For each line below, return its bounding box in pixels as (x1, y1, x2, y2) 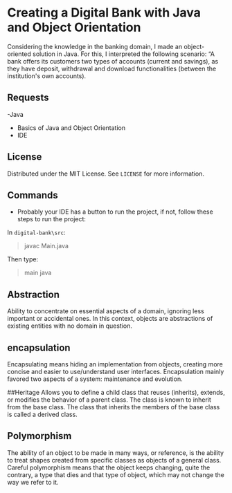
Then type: (7, 255, 39, 263)
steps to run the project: (17, 215, 87, 223)
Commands (7, 189, 59, 201)
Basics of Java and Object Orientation (17, 123, 126, 132)
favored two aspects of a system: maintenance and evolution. (7, 375, 183, 383)
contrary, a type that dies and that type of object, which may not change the (7, 470, 225, 478)
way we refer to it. (7, 478, 59, 486)
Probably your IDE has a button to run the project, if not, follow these (17, 207, 213, 216)
